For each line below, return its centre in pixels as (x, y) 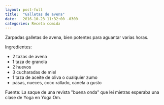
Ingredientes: (18, 47)
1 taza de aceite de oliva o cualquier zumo (55, 77)
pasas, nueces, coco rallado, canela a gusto (57, 83)
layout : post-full (24, 10)
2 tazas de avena (30, 57)
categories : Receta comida (33, 23)
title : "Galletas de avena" (35, 14)
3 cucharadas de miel (34, 72)
